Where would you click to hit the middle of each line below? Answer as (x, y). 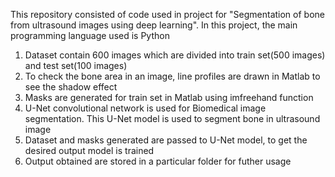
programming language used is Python (90, 35)
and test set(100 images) (76, 65)
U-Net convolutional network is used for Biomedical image (145, 108)
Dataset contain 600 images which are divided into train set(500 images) (175, 55)
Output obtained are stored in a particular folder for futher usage (158, 161)
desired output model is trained (89, 150)
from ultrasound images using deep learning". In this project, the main (154, 25)
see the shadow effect (71, 87)
